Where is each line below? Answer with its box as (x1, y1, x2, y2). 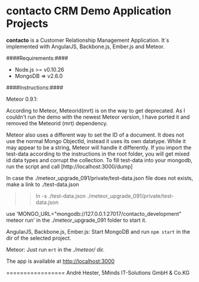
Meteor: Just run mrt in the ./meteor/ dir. (6, 246, 105, 253)
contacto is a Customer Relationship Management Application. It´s (6, 36, 170, 44)
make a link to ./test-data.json (6, 181, 79, 188)
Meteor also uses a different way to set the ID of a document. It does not (6, 131, 184, 138)
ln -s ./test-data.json (35, 192, 86, 199)
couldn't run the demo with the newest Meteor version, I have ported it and (6, 113, 190, 120)
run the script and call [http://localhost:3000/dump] (6, 163, 133, 170)
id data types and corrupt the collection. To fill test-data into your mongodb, (6, 156, 192, 163)
